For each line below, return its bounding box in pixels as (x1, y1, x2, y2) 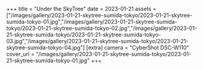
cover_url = (6, 51, 35, 57)
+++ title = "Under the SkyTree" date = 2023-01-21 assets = (6, 5, 157, 12)
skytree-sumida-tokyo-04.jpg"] (6, 44, 85, 51)
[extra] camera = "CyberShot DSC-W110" (86, 44, 190, 51)
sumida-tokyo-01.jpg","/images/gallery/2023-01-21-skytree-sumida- (6, 18, 177, 25)
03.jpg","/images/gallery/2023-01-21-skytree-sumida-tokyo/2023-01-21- (6, 38, 188, 44)
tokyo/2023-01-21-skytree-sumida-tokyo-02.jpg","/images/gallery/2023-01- (6, 24, 198, 32)
